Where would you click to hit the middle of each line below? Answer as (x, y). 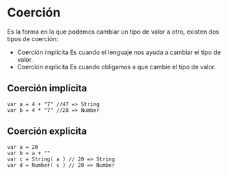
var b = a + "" (29, 153)
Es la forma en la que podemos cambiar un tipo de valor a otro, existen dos (113, 32)
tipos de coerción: (33, 38)
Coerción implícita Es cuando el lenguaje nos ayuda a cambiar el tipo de (119, 52)
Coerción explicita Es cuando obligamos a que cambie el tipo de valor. (116, 67)
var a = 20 (23, 147)
